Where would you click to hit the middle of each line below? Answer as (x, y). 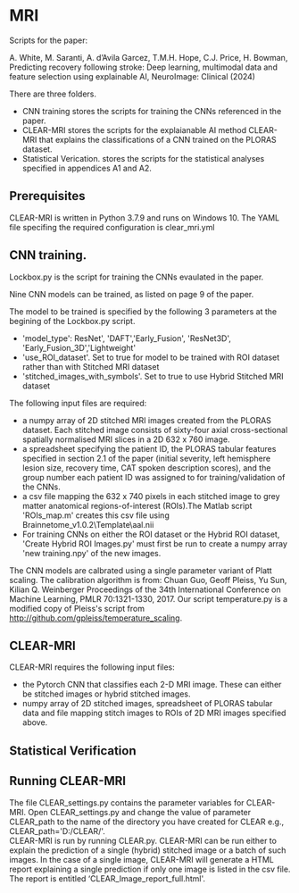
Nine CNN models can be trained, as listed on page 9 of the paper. (132, 294)
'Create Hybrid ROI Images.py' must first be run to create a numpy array (155, 543)
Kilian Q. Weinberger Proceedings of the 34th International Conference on (145, 589)
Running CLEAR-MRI (68, 781)
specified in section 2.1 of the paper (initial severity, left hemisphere (146, 458)
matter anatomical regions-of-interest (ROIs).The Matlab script (137, 505)
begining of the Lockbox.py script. (72, 321)
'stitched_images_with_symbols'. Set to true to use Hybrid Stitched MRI (153, 376)
